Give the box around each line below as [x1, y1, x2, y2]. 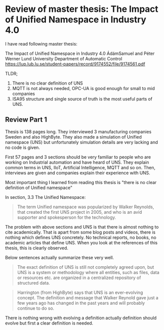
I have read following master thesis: [5, 41, 78, 47]
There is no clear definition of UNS [12, 80, 83, 86]
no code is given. [5, 144, 41, 150]
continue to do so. [17, 305, 54, 311]
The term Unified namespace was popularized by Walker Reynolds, [17, 204, 154, 210]
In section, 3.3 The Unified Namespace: [5, 194, 86, 200]
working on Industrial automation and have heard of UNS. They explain [5, 159, 149, 165]
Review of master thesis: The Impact [5, 3, 159, 15]
